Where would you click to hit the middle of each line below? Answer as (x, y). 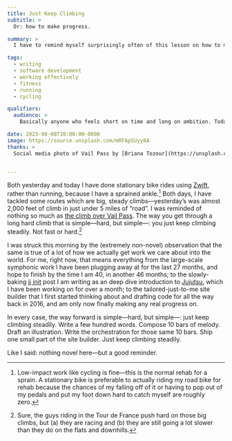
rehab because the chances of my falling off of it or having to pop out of (120, 387)
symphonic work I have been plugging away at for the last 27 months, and (113, 267)
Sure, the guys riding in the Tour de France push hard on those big (112, 415)
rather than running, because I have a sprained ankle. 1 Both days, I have (109, 193)
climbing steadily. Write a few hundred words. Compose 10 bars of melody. (114, 324)
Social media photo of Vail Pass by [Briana (78, 153)
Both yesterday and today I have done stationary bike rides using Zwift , (108, 185)
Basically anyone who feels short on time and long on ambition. (116, 122)
